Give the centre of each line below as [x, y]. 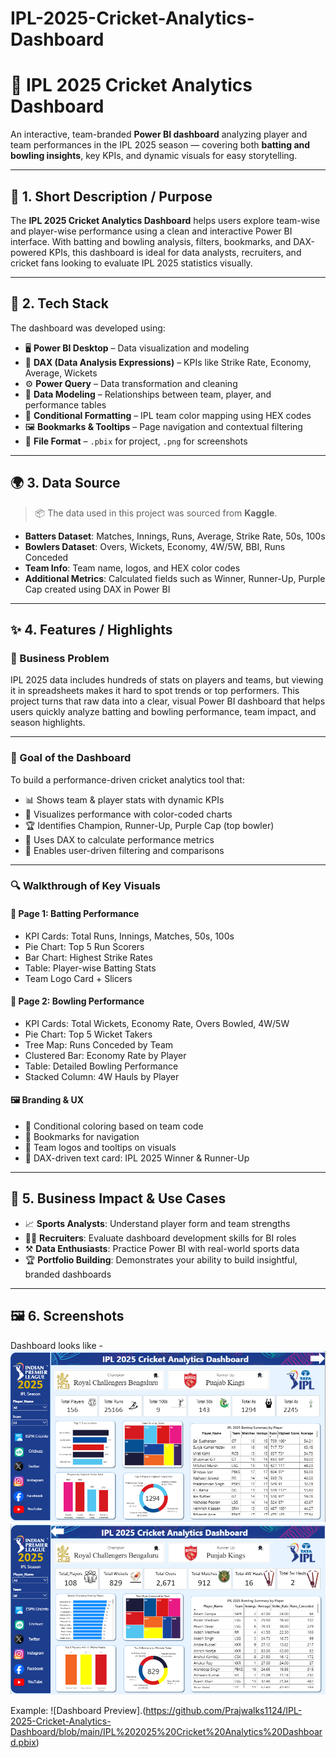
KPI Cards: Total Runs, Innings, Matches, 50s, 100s [129, 936]
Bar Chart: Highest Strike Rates [88, 957]
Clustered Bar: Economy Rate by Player [105, 1055]
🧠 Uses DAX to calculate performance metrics [119, 839]
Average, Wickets [61, 373]
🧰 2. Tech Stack [59, 303]
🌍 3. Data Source [65, 483]
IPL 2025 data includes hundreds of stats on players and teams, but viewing [167, 680]
